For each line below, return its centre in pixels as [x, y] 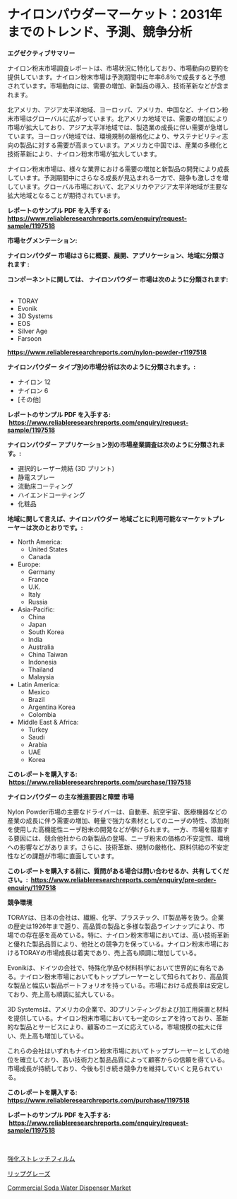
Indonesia [42, 662]
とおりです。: [63, 527]
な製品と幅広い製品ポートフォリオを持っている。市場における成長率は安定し [119, 985]
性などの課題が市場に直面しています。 [63, 855]
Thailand [41, 669]
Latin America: [38, 684]
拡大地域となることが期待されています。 [66, 195]
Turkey [38, 730]
